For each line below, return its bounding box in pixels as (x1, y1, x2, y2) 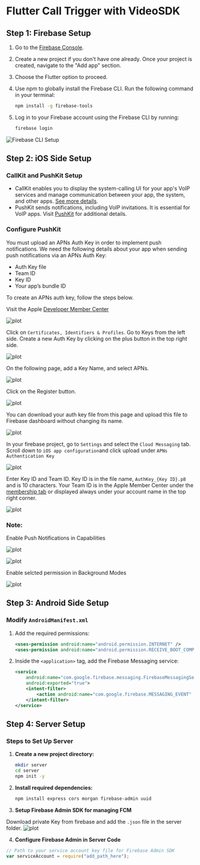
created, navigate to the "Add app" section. (14, 62, 121, 69)
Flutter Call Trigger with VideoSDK (6, 4, 180, 18)
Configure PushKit (6, 226, 61, 234)
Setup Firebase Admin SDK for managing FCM (14, 806, 132, 814)
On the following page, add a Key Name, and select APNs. (6, 364, 149, 371)
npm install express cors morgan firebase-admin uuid (14, 796, 152, 802)
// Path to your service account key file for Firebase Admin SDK (6, 848, 175, 854)
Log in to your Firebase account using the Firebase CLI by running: (14, 114, 179, 121)
